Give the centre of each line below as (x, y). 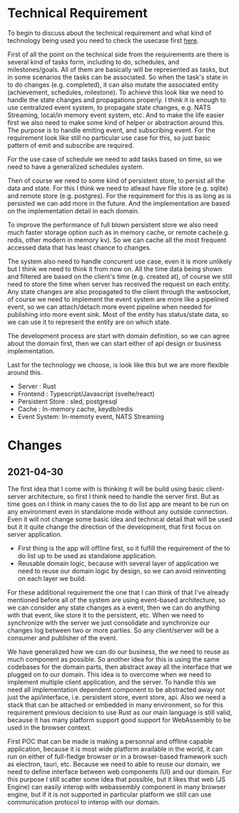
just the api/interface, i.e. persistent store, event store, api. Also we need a (117, 697)
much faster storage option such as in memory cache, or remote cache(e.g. (119, 232)
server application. (35, 534)
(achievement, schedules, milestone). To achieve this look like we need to (116, 92)
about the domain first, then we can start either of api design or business (115, 343)
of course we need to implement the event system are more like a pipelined (118, 299)
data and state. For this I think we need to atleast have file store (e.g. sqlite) (118, 188)
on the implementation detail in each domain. (73, 211)
